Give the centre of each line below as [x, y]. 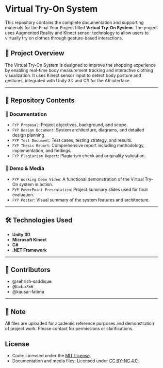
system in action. [36, 184]
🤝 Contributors [28, 269]
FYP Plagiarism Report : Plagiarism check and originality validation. [79, 156]
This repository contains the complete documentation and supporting [74, 22]
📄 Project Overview [35, 53]
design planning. [29, 135]
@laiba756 [23, 287]
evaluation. [23, 194]
